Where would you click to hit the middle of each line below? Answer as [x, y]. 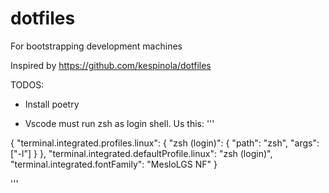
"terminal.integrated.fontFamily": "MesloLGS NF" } [114, 164]
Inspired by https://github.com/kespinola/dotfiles [111, 65]
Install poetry [52, 104]
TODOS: [27, 84]
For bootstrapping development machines [96, 46]
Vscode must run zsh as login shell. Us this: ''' [119, 123]
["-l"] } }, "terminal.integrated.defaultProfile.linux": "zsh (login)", [141, 153]
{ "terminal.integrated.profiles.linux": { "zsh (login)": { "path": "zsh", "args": [165, 143]
